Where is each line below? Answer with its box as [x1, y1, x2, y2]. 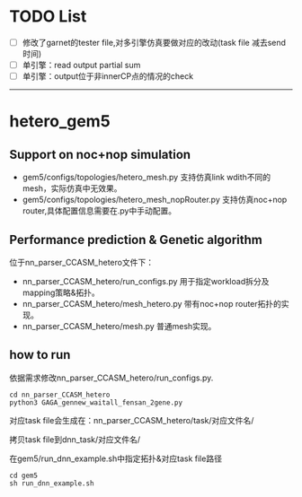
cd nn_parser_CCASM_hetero [9, 390, 111, 399]
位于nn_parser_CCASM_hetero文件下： [9, 257, 155, 267]
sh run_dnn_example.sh [9, 478, 94, 488]
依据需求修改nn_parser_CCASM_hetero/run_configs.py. [9, 372, 214, 383]
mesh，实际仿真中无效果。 [22, 183, 122, 194]
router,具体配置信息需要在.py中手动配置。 [22, 205, 177, 216]
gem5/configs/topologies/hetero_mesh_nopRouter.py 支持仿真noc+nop [22, 195, 288, 205]
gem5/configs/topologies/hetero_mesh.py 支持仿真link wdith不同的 [22, 172, 271, 183]
